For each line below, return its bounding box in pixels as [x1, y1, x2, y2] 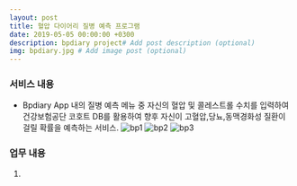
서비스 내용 [9, 78, 55, 91]
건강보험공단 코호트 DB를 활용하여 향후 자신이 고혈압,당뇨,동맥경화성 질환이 [22, 111, 286, 122]
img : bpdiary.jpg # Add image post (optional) [9, 47, 187, 56]
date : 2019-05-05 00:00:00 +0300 [9, 30, 135, 39]
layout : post [9, 13, 58, 22]
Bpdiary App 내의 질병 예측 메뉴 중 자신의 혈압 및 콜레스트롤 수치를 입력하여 [22, 100, 290, 111]
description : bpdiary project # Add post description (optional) [9, 38, 256, 48]
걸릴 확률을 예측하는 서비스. [22, 122, 120, 133]
